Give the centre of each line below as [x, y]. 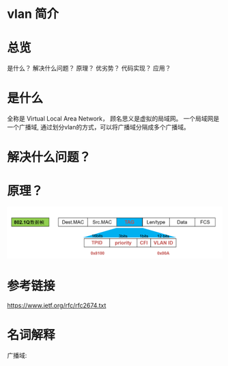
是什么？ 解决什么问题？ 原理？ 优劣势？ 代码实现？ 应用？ [89, 68]
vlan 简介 [33, 14]
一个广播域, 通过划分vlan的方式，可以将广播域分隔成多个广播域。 [98, 127]
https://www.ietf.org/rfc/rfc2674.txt [57, 305]
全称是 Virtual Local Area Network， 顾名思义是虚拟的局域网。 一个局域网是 [113, 119]
